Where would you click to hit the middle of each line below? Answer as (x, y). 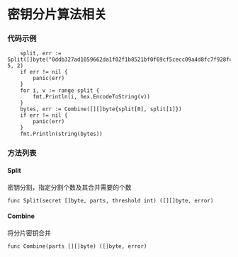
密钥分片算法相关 (57, 15)
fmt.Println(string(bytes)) (61, 134)
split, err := (41, 54)
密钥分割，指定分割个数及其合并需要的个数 (69, 187)
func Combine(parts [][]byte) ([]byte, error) (77, 246)
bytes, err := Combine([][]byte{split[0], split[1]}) (101, 109)
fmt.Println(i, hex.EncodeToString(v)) (92, 97)
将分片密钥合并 (29, 233)
